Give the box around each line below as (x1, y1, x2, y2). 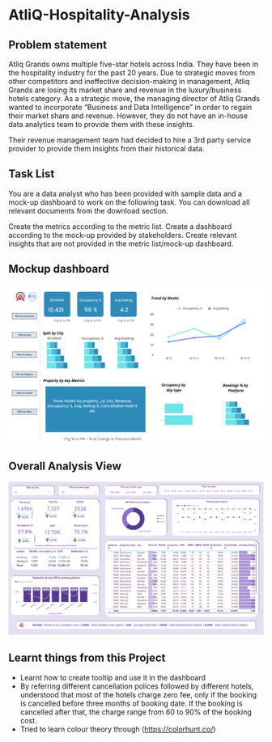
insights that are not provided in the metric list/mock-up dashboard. (8, 239, 234, 248)
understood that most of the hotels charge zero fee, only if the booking (19, 689, 257, 699)
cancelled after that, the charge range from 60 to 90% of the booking (19, 706, 253, 717)
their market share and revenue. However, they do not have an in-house (8, 111, 249, 121)
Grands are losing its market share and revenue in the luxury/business (8, 85, 242, 95)
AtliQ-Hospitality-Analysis (8, 6, 190, 24)
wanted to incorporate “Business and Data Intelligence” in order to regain (8, 103, 253, 112)
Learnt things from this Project (8, 651, 166, 665)
